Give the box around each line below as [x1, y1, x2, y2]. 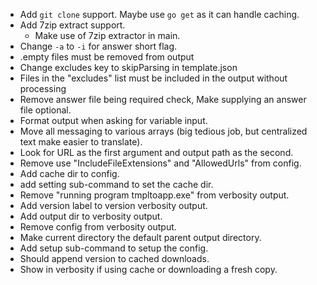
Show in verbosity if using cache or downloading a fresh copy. [19, 264, 278, 275]
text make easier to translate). [19, 136, 143, 148]
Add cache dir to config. [19, 168, 120, 179]
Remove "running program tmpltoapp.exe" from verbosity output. [19, 189, 290, 201]
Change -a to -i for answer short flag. [19, 40, 178, 52]
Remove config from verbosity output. [19, 221, 177, 233]
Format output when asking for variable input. [19, 115, 208, 126]
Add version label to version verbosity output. [19, 200, 208, 211]
